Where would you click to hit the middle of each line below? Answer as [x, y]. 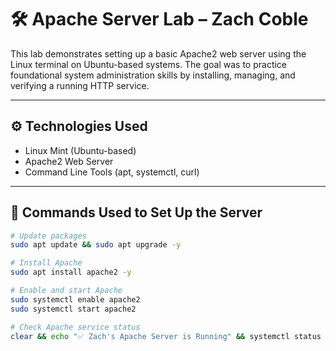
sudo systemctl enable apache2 [75, 299]
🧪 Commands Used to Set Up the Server [136, 212]
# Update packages [48, 236]
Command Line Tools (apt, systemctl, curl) [112, 172]
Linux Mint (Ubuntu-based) [80, 150]
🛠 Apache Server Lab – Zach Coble [159, 19]
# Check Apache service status [75, 327]
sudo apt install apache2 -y [71, 272]
